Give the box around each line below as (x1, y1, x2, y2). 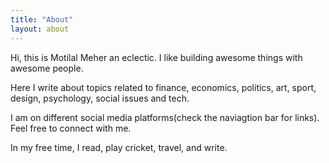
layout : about (10, 24, 70, 34)
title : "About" (10, 14, 74, 25)
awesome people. (10, 62, 84, 74)
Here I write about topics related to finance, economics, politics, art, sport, (10, 81, 317, 93)
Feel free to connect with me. (10, 122, 132, 134)
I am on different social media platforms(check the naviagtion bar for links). (10, 111, 320, 123)
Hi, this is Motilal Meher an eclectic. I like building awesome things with (10, 51, 303, 63)
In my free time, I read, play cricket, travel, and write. (10, 141, 228, 153)
